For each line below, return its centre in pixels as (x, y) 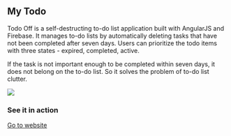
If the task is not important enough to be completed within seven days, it (111, 64)
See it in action (33, 109)
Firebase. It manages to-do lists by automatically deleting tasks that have (112, 36)
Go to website (27, 126)
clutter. (17, 79)
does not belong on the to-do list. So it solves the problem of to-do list (108, 71)
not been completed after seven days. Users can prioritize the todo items (112, 43)
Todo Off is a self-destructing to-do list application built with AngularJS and (116, 28)
